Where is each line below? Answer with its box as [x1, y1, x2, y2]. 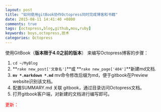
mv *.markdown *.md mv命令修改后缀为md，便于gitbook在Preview [12, 72, 148, 78]
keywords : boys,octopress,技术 [5, 31, 69, 36]
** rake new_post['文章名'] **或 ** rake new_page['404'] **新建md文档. [12, 66, 156, 72]
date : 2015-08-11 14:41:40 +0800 [5, 17, 75, 22]
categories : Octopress [5, 36, 53, 41]
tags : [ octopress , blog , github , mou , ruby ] [5, 26, 92, 31]
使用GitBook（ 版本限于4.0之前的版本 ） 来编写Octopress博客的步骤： [5, 50, 148, 56]
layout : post [5, 7, 33, 13]
